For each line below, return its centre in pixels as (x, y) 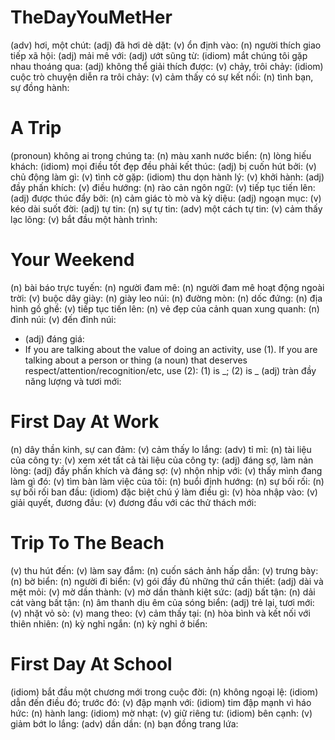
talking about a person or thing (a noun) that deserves (136, 360)
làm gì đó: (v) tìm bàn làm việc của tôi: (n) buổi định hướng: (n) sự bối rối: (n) (167, 481)
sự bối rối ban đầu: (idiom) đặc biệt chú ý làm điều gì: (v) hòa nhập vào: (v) (164, 492)
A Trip (36, 128)
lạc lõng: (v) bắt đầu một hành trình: (84, 219)
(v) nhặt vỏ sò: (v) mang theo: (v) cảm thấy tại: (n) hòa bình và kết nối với (160, 613)
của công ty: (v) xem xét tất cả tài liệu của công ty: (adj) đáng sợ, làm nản (162, 460)
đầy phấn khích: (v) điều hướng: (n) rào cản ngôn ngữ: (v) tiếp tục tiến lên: (163, 187)
